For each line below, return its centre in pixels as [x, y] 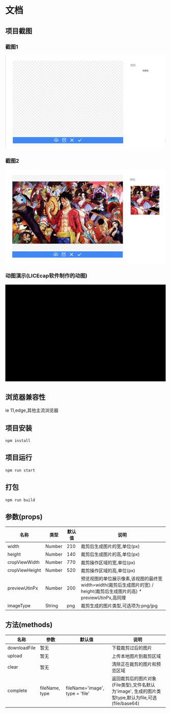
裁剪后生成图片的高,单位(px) [110, 554]
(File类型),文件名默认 [133, 685]
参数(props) [24, 517]
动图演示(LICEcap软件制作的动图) [46, 276]
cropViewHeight [24, 571]
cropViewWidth [23, 562]
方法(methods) [29, 625]
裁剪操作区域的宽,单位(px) [108, 562]
